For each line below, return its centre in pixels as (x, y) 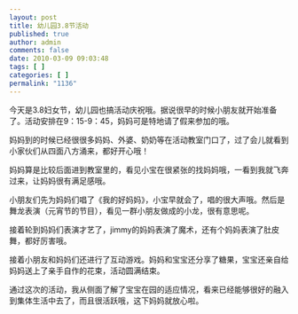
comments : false (39, 51)
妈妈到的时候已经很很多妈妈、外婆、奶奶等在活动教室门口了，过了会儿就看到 (149, 139)
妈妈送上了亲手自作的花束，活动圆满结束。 (87, 271)
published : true (39, 34)
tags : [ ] (27, 67)
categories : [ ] (39, 75)
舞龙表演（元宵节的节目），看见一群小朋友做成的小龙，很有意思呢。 (132, 210)
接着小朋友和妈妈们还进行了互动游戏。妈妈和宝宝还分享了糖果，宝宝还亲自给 (149, 259)
